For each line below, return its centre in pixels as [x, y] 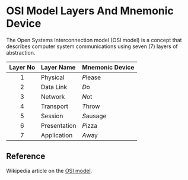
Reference [26, 157]
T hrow [91, 106]
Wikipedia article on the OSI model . [49, 170]
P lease [92, 77]
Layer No [22, 67]
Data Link [54, 87]
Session [52, 116]
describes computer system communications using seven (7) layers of [92, 46]
